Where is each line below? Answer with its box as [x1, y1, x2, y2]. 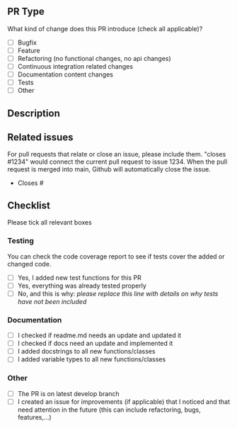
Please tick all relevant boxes [7, 218, 92, 227]
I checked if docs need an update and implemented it [17, 339, 173, 348]
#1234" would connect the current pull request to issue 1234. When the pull [7, 157, 228, 166]
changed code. [7, 259, 52, 268]
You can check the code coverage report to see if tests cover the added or [7, 252, 225, 261]
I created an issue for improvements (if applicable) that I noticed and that [17, 397, 230, 406]
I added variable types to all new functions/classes [17, 355, 166, 364]
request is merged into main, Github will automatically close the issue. [7, 165, 211, 174]
